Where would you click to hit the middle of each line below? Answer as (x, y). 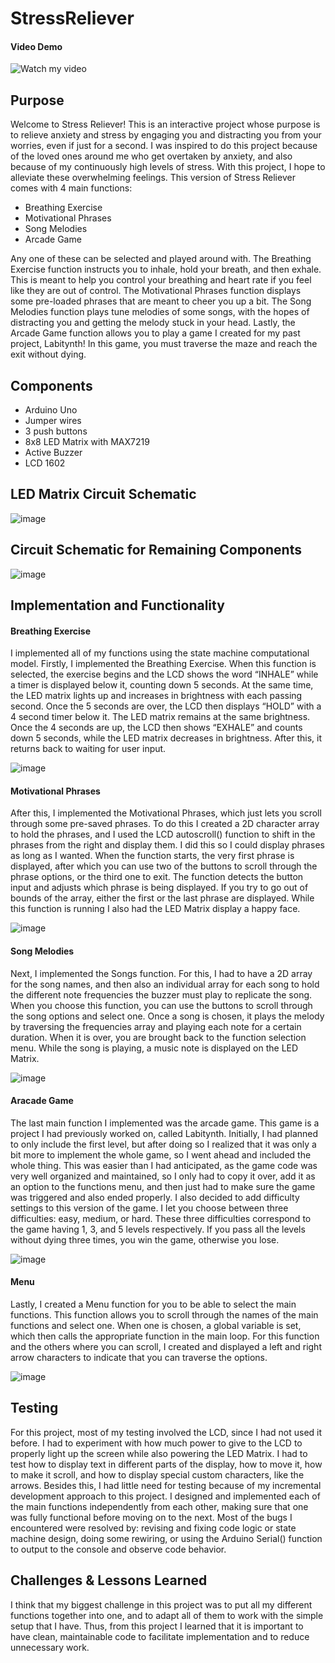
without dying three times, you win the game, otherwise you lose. (145, 1239)
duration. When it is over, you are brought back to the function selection (158, 1037)
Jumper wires (53, 421)
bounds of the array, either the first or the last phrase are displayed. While (162, 898)
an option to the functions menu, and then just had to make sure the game (163, 1186)
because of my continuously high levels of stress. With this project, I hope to (168, 167)
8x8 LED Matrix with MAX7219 (87, 442)
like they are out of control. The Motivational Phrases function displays (156, 291)
